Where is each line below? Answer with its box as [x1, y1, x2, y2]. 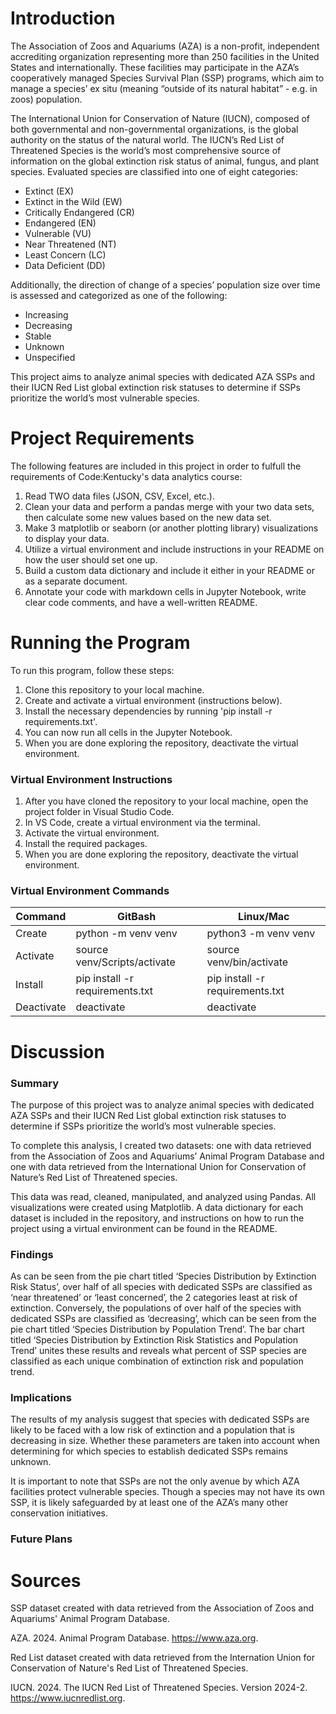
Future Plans [10, 1532, 73, 1546]
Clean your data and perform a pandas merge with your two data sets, [24, 500, 315, 512]
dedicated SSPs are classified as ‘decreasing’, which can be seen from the [10, 1313, 317, 1325]
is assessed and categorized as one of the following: [10, 289, 228, 301]
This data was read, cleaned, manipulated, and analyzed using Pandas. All [10, 1190, 317, 1202]
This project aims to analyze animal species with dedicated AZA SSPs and [10, 370, 316, 382]
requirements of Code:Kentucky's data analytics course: [10, 470, 243, 482]
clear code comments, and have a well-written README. [24, 596, 258, 608]
